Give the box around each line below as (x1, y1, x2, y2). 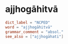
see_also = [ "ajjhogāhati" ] (5, 34, 64, 39)
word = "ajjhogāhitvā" (5, 24, 52, 29)
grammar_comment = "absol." (5, 29, 64, 34)
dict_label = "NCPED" (5, 20, 50, 25)
